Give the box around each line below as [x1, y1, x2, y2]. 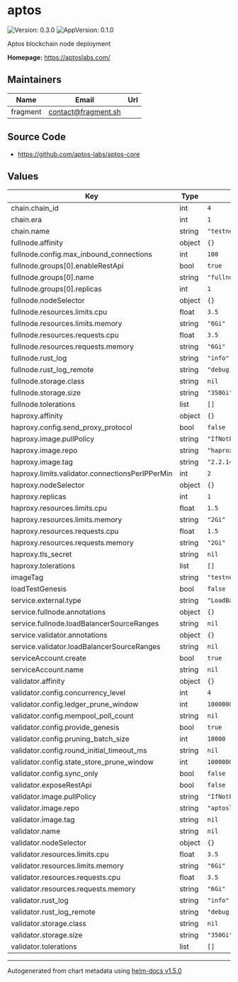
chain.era [11, 215, 42, 225]
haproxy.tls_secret [11, 550, 72, 560]
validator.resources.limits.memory [11, 861, 124, 871]
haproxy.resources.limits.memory [11, 515, 123, 525]
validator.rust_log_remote [11, 907, 96, 917]
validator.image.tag [11, 815, 75, 825]
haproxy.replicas [11, 492, 67, 502]
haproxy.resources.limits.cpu [11, 503, 108, 513]
